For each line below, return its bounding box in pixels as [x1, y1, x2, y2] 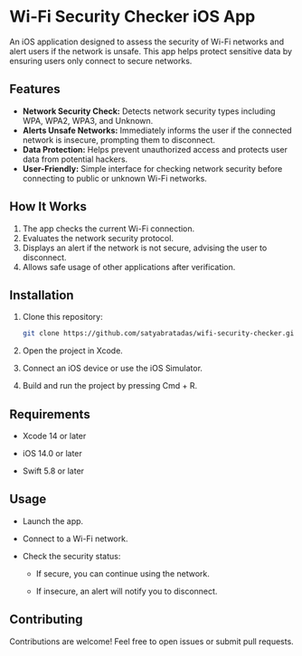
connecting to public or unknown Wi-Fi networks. [22, 173, 208, 183]
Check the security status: [22, 550, 121, 561]
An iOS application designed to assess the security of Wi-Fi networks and [9, 36, 285, 47]
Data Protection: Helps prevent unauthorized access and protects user [22, 144, 288, 155]
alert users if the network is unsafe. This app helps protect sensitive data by [9, 45, 292, 56]
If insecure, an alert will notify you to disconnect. [35, 586, 218, 596]
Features [9, 81, 61, 97]
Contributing [9, 612, 83, 627]
